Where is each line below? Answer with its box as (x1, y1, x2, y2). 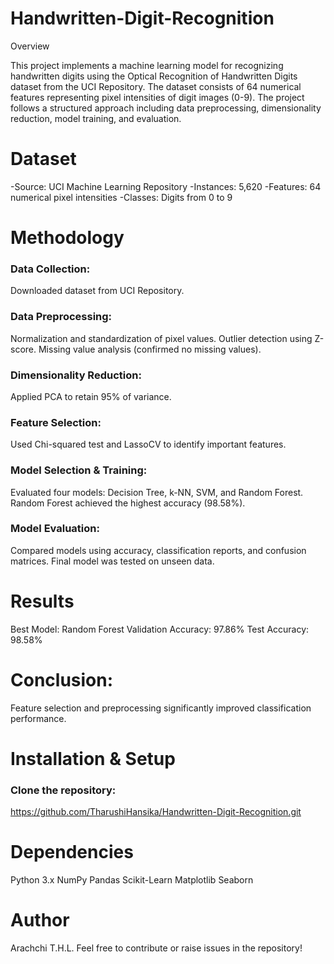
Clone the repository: (10, 783, 117, 797)
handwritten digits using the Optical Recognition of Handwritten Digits (10, 70, 298, 82)
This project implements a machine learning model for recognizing (10, 59, 284, 71)
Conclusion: (10, 668, 114, 691)
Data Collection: (10, 262, 91, 276)
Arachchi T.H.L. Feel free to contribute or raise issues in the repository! (10, 942, 303, 954)
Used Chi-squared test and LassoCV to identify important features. (10, 438, 287, 451)
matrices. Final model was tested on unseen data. (10, 555, 215, 567)
